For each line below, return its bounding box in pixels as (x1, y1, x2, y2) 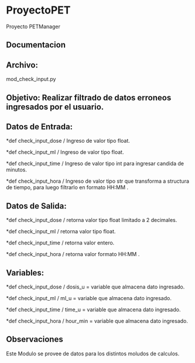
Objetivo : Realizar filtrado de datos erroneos (6, 92, 172, 103)
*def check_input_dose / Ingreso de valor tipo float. (6, 137, 131, 144)
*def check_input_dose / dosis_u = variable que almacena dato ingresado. (6, 283, 185, 290)
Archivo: (6, 60, 38, 70)
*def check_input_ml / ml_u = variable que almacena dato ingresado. (6, 294, 172, 301)
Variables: (6, 268, 45, 278)
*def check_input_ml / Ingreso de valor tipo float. (6, 149, 124, 156)
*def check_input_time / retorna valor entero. (6, 239, 115, 247)
